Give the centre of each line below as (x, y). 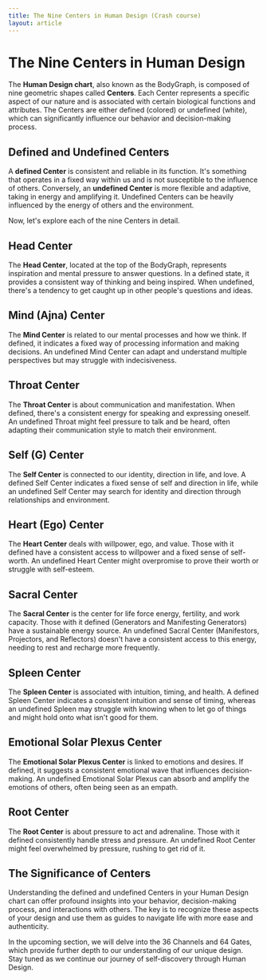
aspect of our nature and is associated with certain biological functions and (132, 101)
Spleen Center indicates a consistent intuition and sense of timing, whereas (132, 700)
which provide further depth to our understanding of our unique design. (126, 950)
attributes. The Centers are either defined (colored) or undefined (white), (128, 110)
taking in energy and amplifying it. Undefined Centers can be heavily (121, 197)
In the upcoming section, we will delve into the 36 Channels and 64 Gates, (130, 942)
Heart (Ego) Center (56, 525)
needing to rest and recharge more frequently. (84, 648)
